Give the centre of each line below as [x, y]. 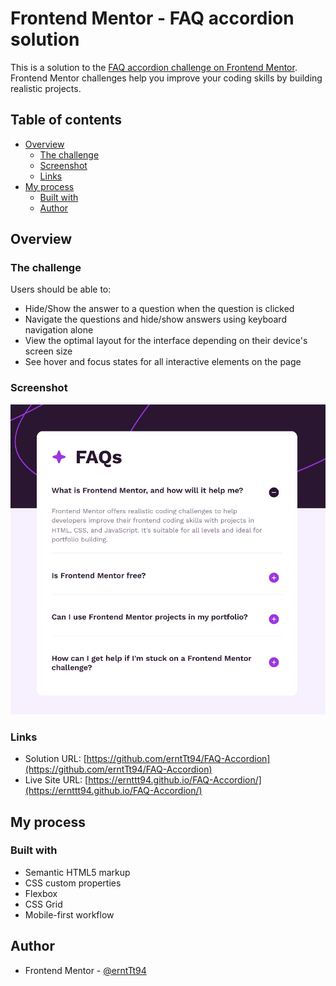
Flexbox [41, 893]
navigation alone [59, 330]
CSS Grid [43, 904]
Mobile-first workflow [69, 914]
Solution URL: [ [55, 759]
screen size [48, 351]
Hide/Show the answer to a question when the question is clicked [159, 309]
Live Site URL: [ [56, 780]
